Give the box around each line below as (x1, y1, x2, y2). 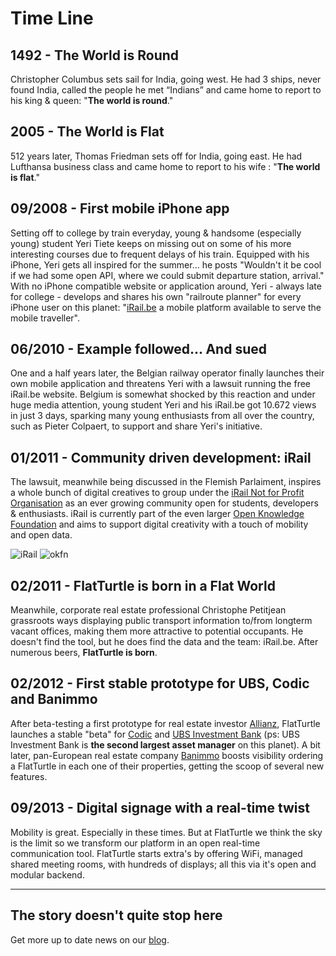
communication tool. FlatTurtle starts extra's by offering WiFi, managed (10, 847, 303, 859)
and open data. (10, 529, 73, 541)
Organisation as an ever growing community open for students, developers (10, 497, 319, 509)
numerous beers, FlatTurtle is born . (10, 647, 158, 659)
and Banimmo (10, 691, 98, 708)
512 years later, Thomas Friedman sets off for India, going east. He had (10, 150, 303, 162)
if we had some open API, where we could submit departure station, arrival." (10, 269, 325, 281)
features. (10, 770, 48, 782)
